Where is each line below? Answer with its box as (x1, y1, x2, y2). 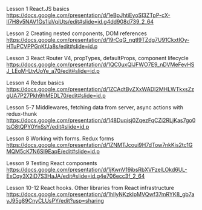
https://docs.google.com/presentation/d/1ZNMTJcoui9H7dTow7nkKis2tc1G (6, 141, 193, 148)
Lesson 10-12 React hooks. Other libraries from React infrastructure (6, 185, 174, 191)
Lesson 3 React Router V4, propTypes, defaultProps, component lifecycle (6, 55, 189, 61)
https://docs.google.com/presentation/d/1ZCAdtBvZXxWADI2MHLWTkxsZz (6, 86, 195, 93)
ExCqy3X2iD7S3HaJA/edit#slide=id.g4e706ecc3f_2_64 (6, 172, 145, 180)
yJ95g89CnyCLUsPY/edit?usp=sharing (6, 197, 105, 204)
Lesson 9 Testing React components (6, 160, 97, 166)
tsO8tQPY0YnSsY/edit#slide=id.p (6, 123, 90, 130)
